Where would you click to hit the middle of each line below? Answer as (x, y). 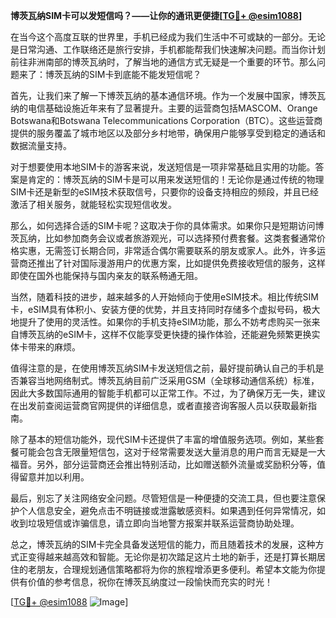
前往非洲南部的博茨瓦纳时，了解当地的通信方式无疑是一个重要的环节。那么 (163, 62)
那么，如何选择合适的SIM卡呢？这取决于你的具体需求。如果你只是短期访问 (163, 225)
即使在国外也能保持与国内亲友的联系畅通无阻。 (106, 275)
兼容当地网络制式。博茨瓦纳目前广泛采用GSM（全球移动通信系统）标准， (169, 380)
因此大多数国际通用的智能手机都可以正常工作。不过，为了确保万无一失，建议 (168, 393)
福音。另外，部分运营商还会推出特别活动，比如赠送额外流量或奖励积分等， (163, 464)
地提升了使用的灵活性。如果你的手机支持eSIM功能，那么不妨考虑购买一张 (161, 322)
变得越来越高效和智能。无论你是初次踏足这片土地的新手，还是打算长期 (172, 557)
